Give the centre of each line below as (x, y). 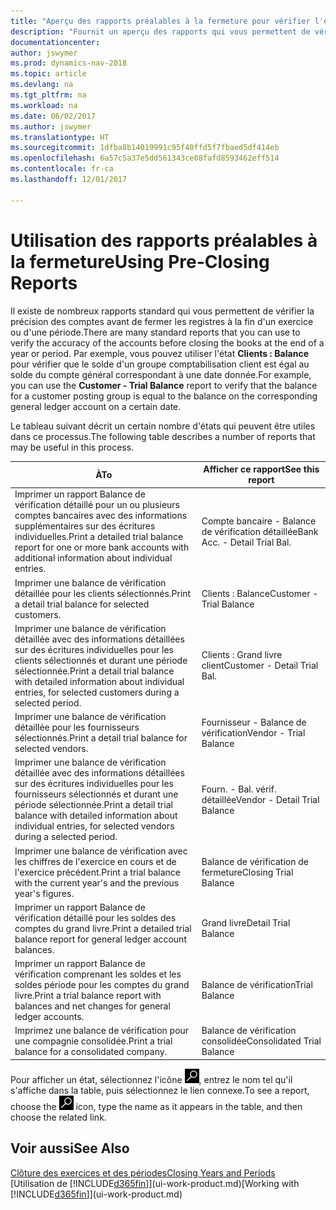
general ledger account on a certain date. (96, 406)
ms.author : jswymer (51, 126)
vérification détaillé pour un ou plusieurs (97, 505)
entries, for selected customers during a (97, 692)
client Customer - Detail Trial (260, 666)
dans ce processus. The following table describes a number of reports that (163, 436)
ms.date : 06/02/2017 (53, 116)
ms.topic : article (48, 74)
